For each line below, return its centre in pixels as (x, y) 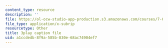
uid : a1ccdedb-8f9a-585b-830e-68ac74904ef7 (51, 38)
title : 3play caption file (33, 33)
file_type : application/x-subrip (40, 24)
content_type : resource (30, 10)
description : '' (22, 14)
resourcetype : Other (27, 28)
